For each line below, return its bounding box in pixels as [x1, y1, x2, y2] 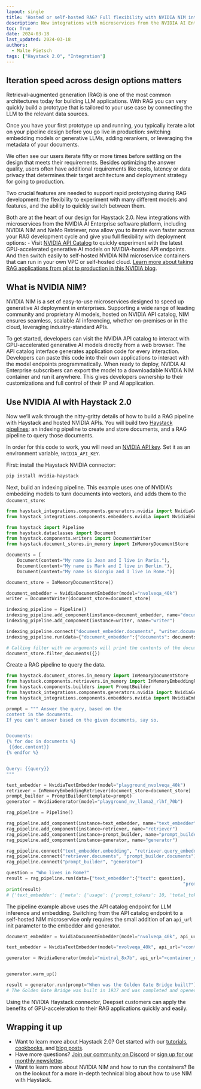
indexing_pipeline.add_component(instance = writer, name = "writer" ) [6, 617, 175, 624]
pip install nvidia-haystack [6, 473, 79, 479]
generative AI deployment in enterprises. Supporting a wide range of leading [6, 305, 195, 312]
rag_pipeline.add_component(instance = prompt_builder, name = [6, 831, 160, 838]
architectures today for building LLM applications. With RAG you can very [6, 98, 187, 105]
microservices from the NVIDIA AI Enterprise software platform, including [6, 220, 187, 227]
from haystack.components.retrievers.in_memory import [6, 679, 146, 685]
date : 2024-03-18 [6, 31, 50, 37]
